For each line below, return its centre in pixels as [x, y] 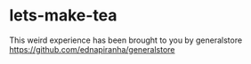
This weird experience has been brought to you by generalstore [126, 40]
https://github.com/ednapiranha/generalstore [92, 49]
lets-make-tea [63, 16]
